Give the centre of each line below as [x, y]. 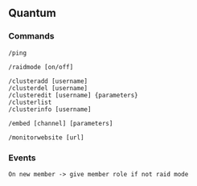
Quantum [32, 13]
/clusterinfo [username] [50, 109]
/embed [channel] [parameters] [61, 123]
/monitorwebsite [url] [46, 137]
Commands [31, 36]
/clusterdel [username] [48, 88]
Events [22, 158]
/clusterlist [30, 102]
